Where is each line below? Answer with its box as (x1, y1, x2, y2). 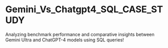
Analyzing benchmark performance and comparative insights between (5, 31, 155, 37)
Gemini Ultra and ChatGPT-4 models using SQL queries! (5, 37, 124, 43)
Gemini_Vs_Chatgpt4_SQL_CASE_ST (5, 4, 163, 15)
